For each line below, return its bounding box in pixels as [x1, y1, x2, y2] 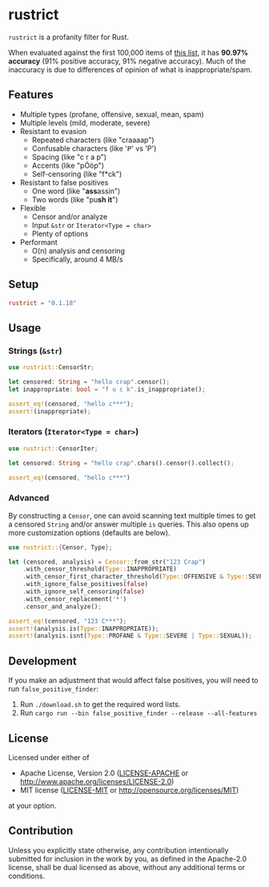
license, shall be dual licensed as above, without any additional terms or [8, 862, 246, 872]
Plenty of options [31, 229, 89, 238]
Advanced [8, 492, 50, 503]
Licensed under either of [8, 752, 90, 762]
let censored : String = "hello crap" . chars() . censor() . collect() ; [8, 459, 235, 467]
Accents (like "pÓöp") [31, 161, 104, 170]
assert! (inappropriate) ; [8, 407, 91, 415]
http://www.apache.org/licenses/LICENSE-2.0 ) [19, 776, 175, 786]
